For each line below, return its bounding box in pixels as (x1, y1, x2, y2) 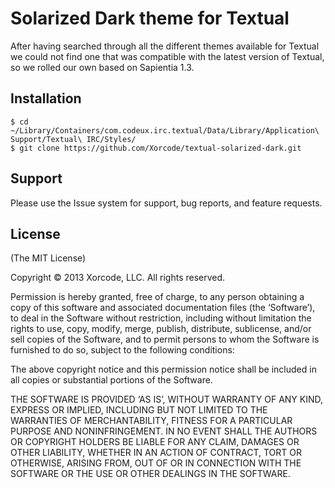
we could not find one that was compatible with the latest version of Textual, (10, 50, 325, 62)
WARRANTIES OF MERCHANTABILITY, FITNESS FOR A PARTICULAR (10, 415, 293, 427)
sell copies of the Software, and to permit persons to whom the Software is (10, 333, 320, 346)
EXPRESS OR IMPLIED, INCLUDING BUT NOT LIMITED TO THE (10, 404, 268, 416)
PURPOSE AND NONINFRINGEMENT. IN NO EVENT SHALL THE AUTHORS (10, 425, 318, 437)
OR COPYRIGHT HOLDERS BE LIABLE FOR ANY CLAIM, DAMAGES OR (10, 436, 300, 448)
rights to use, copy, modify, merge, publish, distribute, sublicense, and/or (10, 323, 312, 335)
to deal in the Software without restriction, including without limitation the (10, 312, 312, 324)
